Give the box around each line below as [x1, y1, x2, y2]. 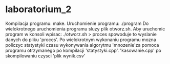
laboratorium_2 [5, 4, 72, 15]
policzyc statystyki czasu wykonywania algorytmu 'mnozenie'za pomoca [5, 42, 159, 48]
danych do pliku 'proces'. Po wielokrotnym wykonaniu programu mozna [5, 37, 156, 43]
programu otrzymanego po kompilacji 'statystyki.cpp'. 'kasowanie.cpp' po [5, 47, 161, 53]
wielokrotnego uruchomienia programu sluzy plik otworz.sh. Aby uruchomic [5, 25, 165, 31]
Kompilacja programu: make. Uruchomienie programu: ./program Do [5, 20, 149, 26]
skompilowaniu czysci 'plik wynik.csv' [5, 52, 86, 59]
